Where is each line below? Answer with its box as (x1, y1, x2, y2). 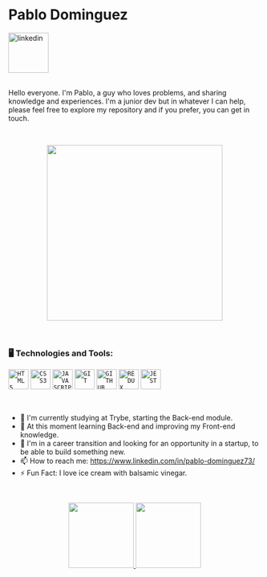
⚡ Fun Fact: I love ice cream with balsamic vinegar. (19, 468, 188, 478)
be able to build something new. (19, 447, 126, 457)
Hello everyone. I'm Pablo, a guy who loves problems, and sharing (8, 87, 227, 97)
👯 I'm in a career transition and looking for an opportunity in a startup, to (19, 439, 259, 449)
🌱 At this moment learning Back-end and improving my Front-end (19, 421, 236, 431)
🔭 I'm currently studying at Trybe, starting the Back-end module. (19, 413, 233, 423)
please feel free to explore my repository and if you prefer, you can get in (8, 104, 250, 114)
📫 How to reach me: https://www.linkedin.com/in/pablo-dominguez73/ (19, 456, 255, 466)
